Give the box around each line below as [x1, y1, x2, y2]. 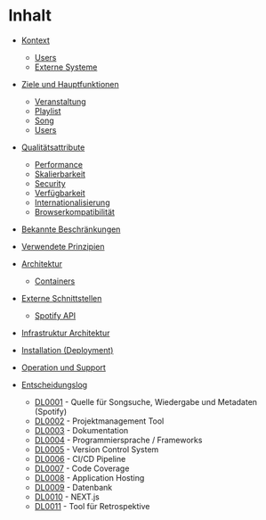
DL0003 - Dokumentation [34, 425, 129, 435]
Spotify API [34, 310, 77, 321]
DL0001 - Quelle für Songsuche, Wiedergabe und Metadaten [34, 396, 258, 407]
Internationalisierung [34, 197, 110, 208]
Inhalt [8, 5, 52, 26]
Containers [34, 276, 76, 286]
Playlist [34, 105, 61, 116]
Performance [34, 159, 84, 169]
